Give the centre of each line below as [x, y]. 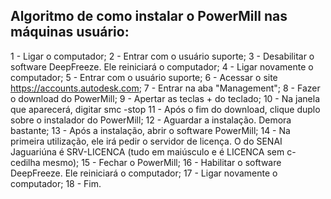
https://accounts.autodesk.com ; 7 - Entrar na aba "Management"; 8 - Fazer [165, 88]
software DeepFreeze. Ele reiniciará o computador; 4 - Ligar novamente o [162, 66]
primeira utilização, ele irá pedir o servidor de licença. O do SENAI [146, 141]
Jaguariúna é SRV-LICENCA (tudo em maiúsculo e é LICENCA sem [147, 151]
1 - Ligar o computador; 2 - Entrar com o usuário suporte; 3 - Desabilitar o [162, 56]
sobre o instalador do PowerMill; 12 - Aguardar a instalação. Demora [151, 120]
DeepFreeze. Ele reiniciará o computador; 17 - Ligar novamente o [144, 173]
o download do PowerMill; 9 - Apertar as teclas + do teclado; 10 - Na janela [165, 98]
